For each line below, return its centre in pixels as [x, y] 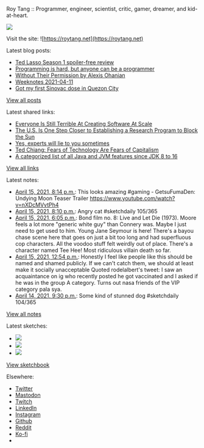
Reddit [23, 428]
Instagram [28, 414]
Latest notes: [23, 180]
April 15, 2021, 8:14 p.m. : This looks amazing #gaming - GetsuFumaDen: [105, 192]
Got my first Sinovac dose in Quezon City [67, 88]
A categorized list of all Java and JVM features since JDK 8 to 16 [96, 156]
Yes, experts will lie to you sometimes [62, 143]
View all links [23, 168]
